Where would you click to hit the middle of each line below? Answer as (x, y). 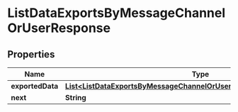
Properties (31, 54)
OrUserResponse (59, 28)
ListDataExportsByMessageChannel (117, 13)
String (75, 97)
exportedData (35, 86)
